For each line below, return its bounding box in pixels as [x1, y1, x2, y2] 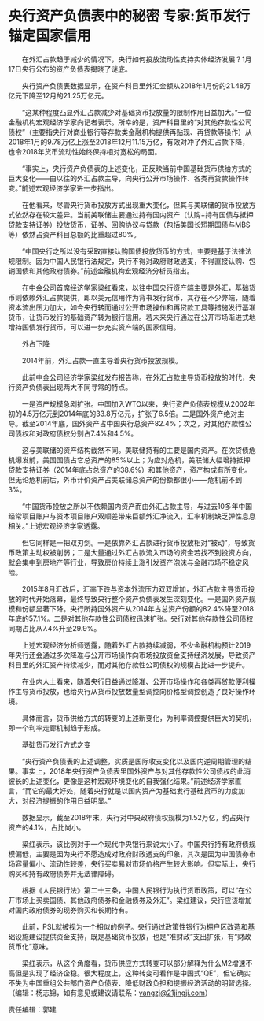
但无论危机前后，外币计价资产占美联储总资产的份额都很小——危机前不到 [8, 474, 242, 485]
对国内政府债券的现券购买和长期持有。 [8, 905, 132, 915]
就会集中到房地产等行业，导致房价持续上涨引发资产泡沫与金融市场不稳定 [8, 557, 242, 567]
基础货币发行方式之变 [21, 740, 91, 749]
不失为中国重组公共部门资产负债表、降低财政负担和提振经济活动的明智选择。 [8, 978, 256, 987]
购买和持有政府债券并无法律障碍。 [8, 868, 119, 878]
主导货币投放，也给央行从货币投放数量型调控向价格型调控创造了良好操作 [14, 686, 249, 696]
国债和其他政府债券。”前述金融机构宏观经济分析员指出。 [14, 265, 194, 276]
